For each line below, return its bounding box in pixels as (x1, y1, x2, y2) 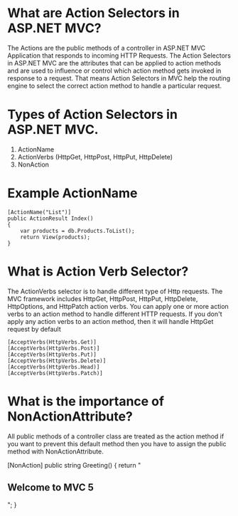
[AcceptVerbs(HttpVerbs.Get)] (7, 338, 97, 346)
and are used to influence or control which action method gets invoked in (7, 66, 222, 75)
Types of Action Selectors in (7, 107, 178, 122)
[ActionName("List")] (7, 209, 72, 216)
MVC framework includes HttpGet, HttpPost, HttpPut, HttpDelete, (7, 294, 198, 303)
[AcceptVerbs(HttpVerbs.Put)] (7, 351, 97, 358)
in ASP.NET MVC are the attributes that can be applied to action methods (7, 58, 222, 67)
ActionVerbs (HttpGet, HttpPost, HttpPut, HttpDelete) (17, 152, 173, 161)
